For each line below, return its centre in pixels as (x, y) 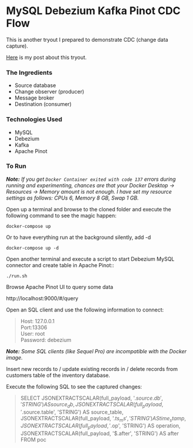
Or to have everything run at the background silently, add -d (79, 237)
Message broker (34, 98)
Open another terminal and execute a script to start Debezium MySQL (90, 259)
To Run (16, 166)
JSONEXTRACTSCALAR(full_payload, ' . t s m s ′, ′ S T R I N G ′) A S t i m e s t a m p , (103, 419)
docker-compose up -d (33, 248)
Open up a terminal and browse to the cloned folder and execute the (89, 209)
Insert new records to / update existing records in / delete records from (92, 369)
